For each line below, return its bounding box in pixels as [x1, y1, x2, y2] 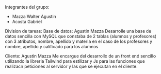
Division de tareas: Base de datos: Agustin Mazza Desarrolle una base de [5, 28, 152, 34]
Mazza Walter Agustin [12, 14, 57, 19]
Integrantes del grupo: [5, 4, 49, 10]
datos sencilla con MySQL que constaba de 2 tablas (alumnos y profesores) [5, 34, 157, 39]
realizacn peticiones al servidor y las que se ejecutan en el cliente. [5, 63, 138, 69]
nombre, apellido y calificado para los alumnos [5, 44, 98, 49]
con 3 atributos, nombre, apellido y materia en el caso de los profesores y [5, 38, 153, 44]
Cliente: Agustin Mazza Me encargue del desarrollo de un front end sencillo [5, 53, 156, 59]
